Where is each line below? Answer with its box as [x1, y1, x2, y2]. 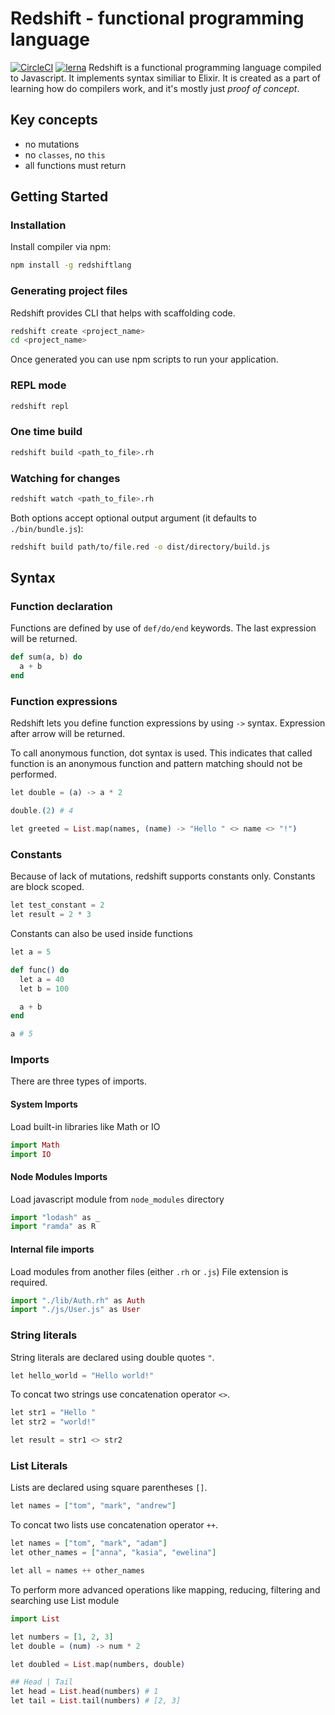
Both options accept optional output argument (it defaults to [10, 512, 257, 524]
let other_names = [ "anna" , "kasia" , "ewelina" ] [10, 1548, 217, 1558]
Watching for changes [10, 471, 121, 485]
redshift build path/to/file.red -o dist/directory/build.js [10, 542, 271, 552]
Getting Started [10, 188, 109, 206]
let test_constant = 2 [10, 900, 105, 911]
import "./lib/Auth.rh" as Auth [10, 1295, 145, 1306]
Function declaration [10, 600, 113, 614]
